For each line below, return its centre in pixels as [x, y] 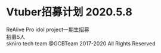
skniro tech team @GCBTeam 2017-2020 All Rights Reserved [81, 43]
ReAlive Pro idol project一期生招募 [48, 29]
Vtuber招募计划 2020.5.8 [69, 12]
